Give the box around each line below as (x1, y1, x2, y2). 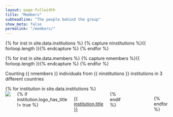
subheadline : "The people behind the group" (5, 17, 101, 22)
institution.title (74, 101, 103, 107)
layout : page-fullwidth (5, 7, 56, 13)
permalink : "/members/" (5, 26, 56, 31)
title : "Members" (5, 12, 42, 17)
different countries (5, 76, 44, 82)
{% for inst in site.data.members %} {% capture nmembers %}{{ (5, 55, 140, 61)
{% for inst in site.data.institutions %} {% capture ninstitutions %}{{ (5, 40, 146, 46)
